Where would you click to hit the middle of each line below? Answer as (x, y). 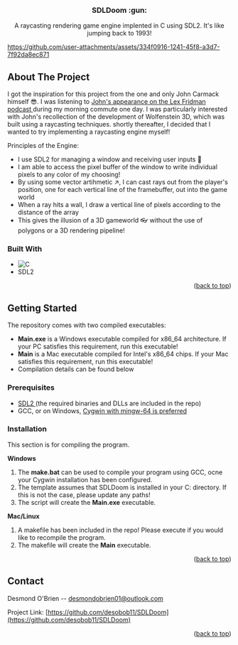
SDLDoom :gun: (119, 10)
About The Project (49, 77)
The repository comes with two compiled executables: (87, 325)
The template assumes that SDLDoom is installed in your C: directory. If (122, 487)
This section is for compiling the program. (69, 444)
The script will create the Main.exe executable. (87, 502)
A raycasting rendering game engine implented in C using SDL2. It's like (119, 26)
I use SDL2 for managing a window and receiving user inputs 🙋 (110, 159)
